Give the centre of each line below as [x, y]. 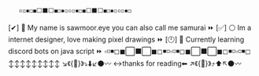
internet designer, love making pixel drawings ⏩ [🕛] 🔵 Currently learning [126, 39]
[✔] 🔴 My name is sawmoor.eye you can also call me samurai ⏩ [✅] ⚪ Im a [130, 27]
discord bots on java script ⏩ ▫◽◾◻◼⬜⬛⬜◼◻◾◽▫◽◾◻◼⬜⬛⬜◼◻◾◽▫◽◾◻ [129, 51]
